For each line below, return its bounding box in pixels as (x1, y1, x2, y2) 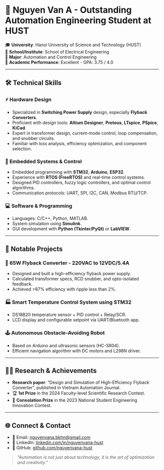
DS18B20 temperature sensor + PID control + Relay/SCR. (12, 312, 126, 318)
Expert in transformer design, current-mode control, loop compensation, (12, 130, 158, 136)
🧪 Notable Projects (5, 245, 63, 253)
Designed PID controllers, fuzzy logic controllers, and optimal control (12, 179, 151, 185)
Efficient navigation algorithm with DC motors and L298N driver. (12, 348, 141, 354)
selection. (12, 146, 32, 152)
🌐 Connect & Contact (5, 421, 71, 430)
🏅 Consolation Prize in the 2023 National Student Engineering (12, 397, 138, 403)
